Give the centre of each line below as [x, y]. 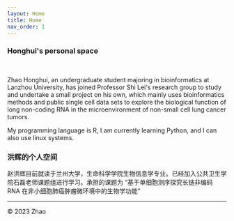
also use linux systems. [41, 137]
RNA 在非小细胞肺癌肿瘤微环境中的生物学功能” [74, 191]
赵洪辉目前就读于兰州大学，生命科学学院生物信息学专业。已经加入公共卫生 [114, 173]
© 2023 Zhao [27, 211]
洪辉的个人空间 [32, 157]
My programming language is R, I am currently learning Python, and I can [112, 130]
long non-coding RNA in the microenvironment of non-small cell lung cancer [117, 109]
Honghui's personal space [53, 51]
